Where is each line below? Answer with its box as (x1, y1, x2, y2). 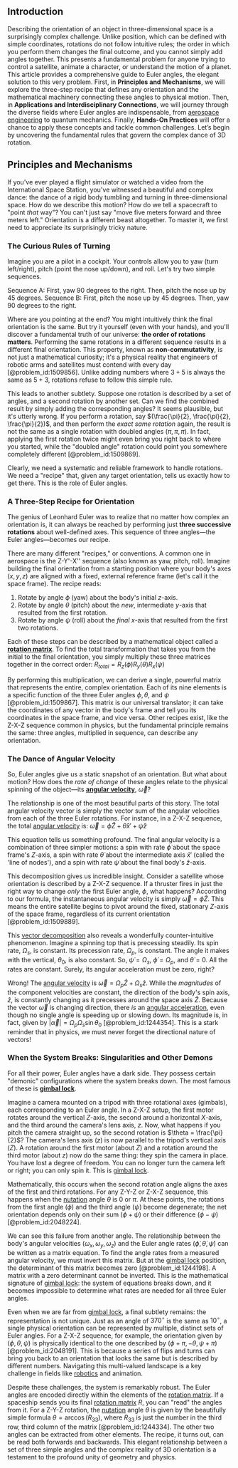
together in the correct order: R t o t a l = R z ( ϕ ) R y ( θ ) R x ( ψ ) (7, 660, 165, 670)
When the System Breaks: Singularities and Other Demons (7, 1053, 213, 1063)
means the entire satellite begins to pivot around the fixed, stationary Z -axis (7, 902, 229, 911)
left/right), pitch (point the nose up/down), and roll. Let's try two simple (7, 264, 215, 273)
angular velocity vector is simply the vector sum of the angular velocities (7, 806, 220, 815)
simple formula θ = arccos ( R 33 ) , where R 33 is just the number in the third (7, 1413, 222, 1424)
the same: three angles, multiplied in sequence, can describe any (7, 729, 198, 737)
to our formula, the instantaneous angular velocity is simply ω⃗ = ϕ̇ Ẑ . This (7, 895, 225, 903)
